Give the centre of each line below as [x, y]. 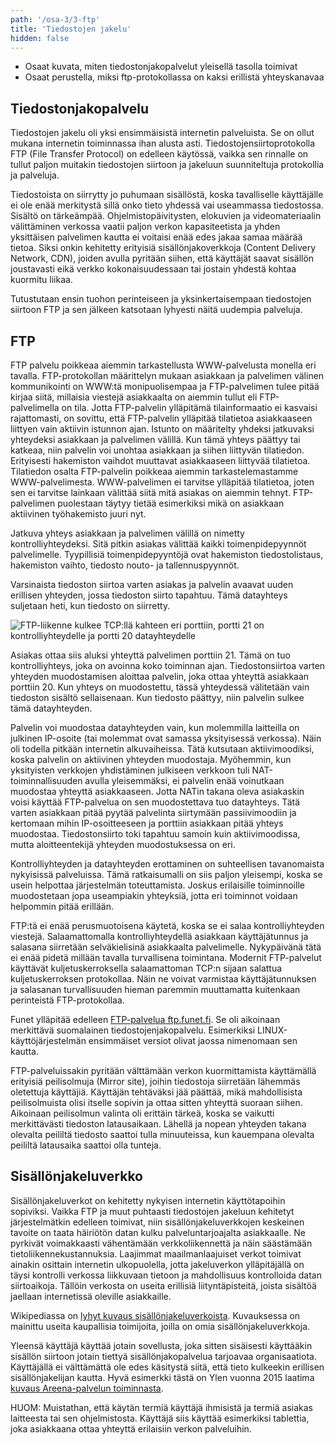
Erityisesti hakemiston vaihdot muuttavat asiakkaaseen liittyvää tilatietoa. [160, 460]
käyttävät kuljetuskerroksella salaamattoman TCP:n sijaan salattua [146, 968]
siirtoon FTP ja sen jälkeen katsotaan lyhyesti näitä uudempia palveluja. [156, 310]
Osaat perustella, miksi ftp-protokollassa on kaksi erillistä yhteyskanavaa [174, 77]
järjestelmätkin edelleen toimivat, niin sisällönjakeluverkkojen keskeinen [157, 1222]
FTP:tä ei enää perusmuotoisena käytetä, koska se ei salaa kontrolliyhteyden [167, 925]
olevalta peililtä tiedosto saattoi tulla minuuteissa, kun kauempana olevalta [162, 1134]
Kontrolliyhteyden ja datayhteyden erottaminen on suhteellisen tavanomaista [167, 864]
